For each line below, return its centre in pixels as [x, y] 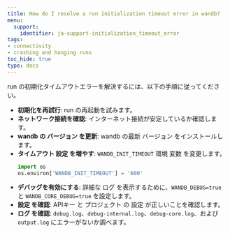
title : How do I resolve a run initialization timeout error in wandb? [114, 14]
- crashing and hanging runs [50, 53]
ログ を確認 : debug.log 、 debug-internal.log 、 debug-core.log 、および [118, 213]
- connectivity [29, 46]
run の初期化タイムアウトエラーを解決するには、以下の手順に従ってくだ [111, 86]
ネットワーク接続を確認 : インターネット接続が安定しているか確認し [114, 119]
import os [32, 167]
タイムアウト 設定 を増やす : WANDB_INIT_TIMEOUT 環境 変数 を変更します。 [121, 153]
